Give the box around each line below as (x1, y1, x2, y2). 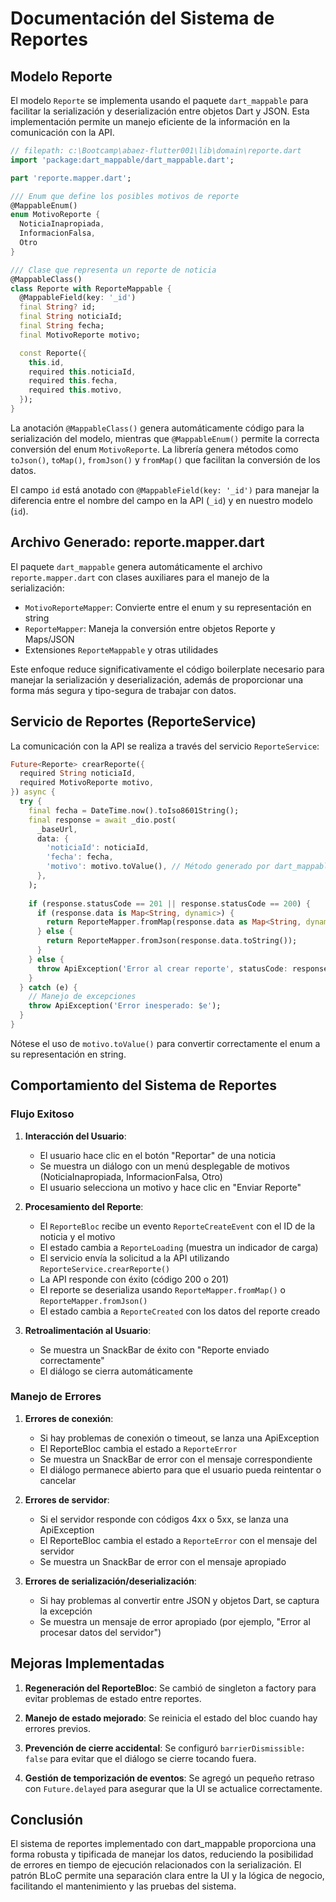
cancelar (39, 1474, 77, 1486)
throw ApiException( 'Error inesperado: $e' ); (28, 1001, 222, 1011)
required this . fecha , (28, 376, 118, 386)
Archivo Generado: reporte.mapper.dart (10, 534, 265, 551)
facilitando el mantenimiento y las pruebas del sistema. (10, 1880, 237, 1892)
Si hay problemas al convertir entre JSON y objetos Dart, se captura (39, 1594, 320, 1606)
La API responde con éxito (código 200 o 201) (39, 1273, 230, 1285)
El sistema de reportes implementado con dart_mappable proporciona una (10, 1838, 317, 1850)
